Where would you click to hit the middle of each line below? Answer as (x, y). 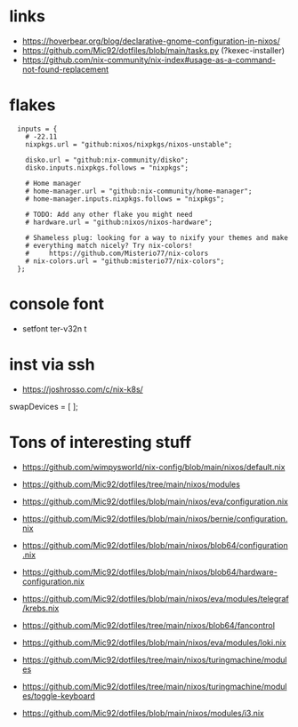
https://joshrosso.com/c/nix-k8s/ (83, 389)
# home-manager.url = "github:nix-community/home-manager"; (139, 191)
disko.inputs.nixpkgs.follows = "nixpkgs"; (107, 168)
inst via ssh (52, 364)
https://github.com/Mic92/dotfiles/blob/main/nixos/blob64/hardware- (149, 571)
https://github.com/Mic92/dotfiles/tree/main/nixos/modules (131, 484)
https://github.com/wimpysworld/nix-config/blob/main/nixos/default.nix (153, 467)
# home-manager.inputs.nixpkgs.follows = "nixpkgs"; (125, 199)
